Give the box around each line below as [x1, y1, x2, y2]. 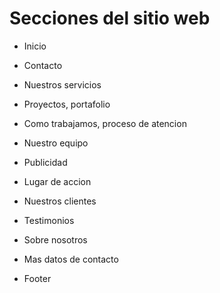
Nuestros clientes [23, 195, 97, 207]
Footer [23, 272, 52, 284]
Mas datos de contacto [23, 253, 119, 265]
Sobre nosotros [23, 233, 88, 246]
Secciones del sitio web [9, 7, 211, 30]
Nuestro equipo [23, 137, 89, 149]
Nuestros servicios [23, 78, 102, 91]
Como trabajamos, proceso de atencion [23, 117, 187, 129]
